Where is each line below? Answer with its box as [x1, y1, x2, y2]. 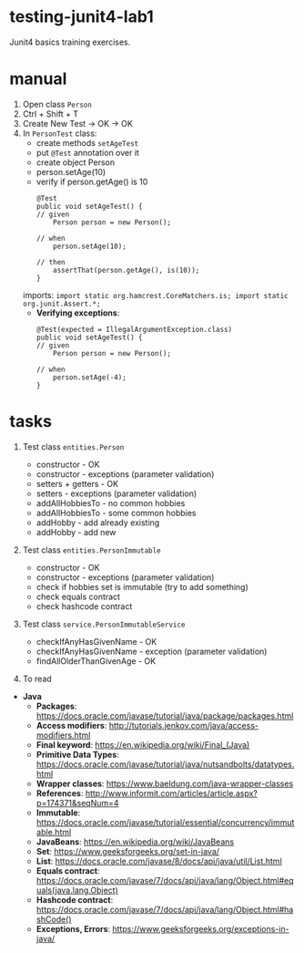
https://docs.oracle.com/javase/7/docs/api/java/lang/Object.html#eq [35, 875, 294, 886]
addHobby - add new [35, 526, 117, 537]
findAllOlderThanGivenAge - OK [35, 655, 157, 667]
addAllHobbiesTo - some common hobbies [35, 507, 197, 518]
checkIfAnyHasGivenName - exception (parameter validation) [35, 646, 268, 657]
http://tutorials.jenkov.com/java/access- [108, 720, 259, 730]
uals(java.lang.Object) [35, 885, 118, 896]
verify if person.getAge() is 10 [35, 176, 148, 187]
